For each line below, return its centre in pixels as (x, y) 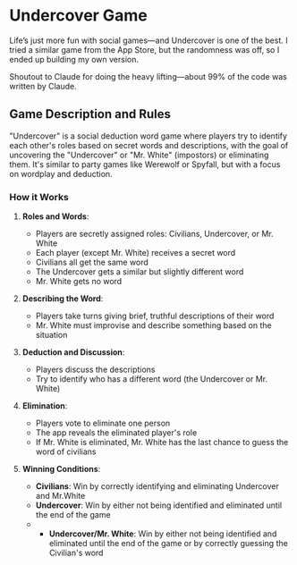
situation (51, 335)
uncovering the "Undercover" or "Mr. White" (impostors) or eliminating (139, 155)
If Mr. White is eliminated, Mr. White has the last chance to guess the (162, 443)
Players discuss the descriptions (95, 370)
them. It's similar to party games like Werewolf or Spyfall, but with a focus (145, 164)
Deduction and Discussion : (73, 352)
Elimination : (45, 406)
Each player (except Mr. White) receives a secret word (136, 253)
